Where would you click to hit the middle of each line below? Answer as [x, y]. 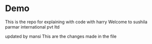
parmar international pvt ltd [32, 27]
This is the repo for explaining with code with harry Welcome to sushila [76, 22]
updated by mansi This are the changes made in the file [61, 36]
